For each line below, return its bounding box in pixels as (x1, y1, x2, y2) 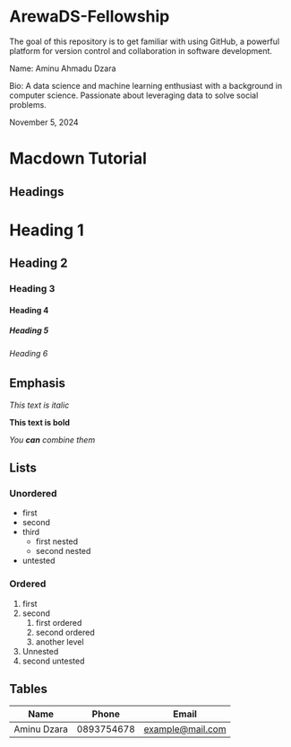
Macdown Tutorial (9, 148, 148, 169)
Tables (9, 681, 47, 697)
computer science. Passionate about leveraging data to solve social (9, 90, 259, 101)
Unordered (9, 487, 57, 499)
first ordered (35, 617, 82, 628)
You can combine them (9, 434, 96, 445)
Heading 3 (9, 283, 56, 295)
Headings (9, 184, 64, 199)
